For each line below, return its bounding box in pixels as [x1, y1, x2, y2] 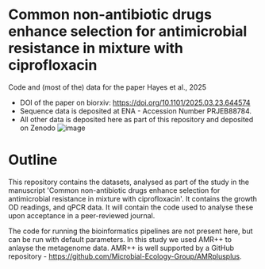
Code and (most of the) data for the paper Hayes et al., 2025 [8, 82, 207, 92]
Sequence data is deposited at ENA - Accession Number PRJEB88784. [19, 106, 252, 116]
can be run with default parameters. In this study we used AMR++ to [8, 234, 232, 244]
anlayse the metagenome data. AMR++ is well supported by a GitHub [8, 243, 235, 252]
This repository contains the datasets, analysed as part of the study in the [8, 177, 250, 186]
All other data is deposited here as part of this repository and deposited [19, 114, 254, 124]
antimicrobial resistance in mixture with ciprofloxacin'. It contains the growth [8, 194, 258, 203]
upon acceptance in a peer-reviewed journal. [8, 210, 156, 220]
